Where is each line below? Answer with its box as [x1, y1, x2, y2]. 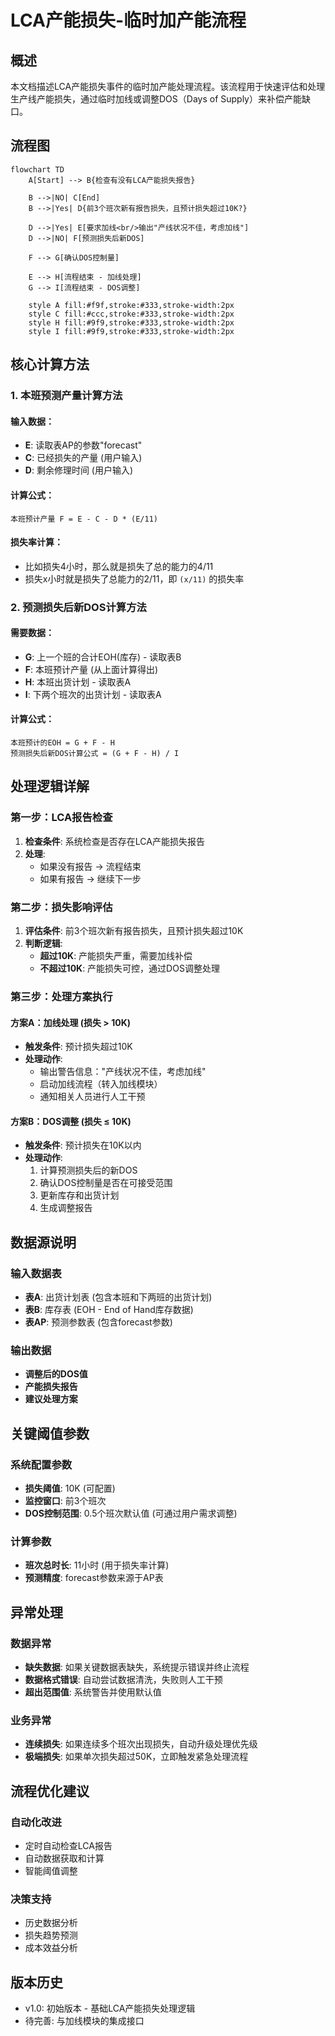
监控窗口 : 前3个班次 [24, 1495, 107, 1507]
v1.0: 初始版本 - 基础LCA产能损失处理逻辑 [24, 2002, 196, 2015]
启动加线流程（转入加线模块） [39, 1078, 163, 1090]
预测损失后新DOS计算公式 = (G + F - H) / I [10, 749, 180, 759]
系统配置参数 [10, 1457, 73, 1471]
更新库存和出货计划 [39, 1189, 120, 1201]
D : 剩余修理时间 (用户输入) [24, 464, 134, 476]
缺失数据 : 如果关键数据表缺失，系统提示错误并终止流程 [24, 1661, 250, 1673]
